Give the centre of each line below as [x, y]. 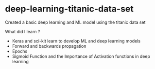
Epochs [20, 51]
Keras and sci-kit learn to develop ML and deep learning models [76, 41]
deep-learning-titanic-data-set [69, 9]
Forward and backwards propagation [49, 46]
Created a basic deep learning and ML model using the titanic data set [75, 22]
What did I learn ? [23, 31]
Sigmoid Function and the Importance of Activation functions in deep [81, 56]
